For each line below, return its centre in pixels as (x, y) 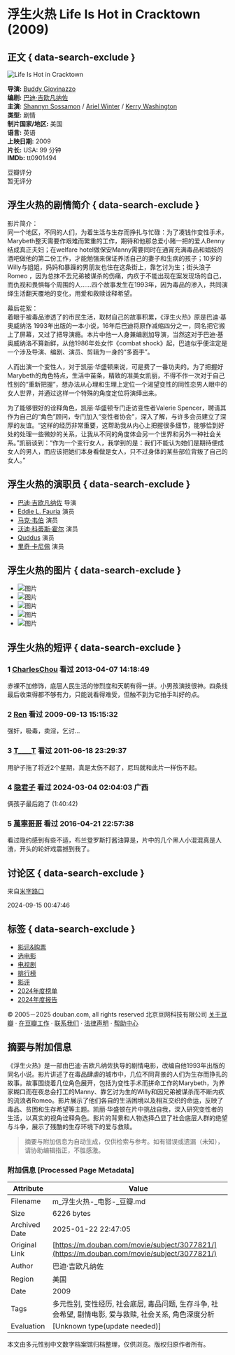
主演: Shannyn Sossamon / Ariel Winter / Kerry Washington (92, 106)
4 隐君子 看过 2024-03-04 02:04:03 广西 (78, 787)
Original (24, 1245)
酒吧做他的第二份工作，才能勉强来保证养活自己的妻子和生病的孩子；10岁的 (115, 258)
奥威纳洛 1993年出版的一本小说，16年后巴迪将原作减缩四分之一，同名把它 (113, 325)
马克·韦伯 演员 (37, 520)
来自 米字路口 (26, 891)
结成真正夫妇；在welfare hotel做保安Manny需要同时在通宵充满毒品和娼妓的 (115, 250)
